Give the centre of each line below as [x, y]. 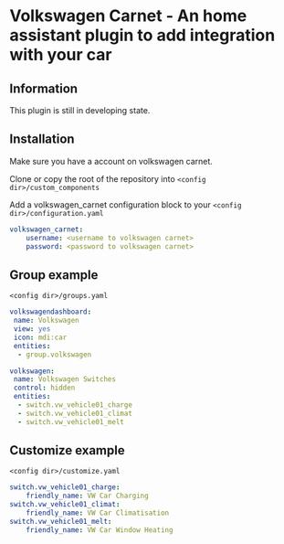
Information [44, 88]
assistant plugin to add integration [142, 35]
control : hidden [44, 388]
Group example [54, 275]
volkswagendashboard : [51, 312]
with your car [61, 55]
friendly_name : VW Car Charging [87, 496]
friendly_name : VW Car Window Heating [100, 530]
